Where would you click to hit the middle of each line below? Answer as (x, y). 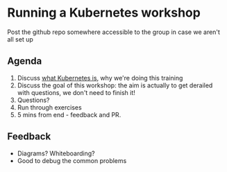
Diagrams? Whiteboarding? (56, 153)
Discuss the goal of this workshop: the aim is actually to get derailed (115, 85)
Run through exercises (49, 107)
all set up (20, 39)
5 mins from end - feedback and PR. (69, 114)
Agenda (25, 61)
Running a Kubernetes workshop (104, 13)
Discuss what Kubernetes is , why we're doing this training (100, 78)
